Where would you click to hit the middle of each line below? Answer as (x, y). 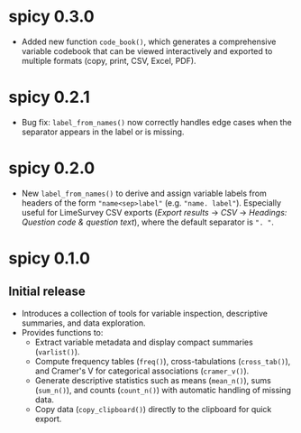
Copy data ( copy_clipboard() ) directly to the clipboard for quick (153, 409)
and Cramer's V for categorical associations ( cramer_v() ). (142, 371)
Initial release (47, 292)
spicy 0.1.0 (50, 258)
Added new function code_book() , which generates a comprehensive (149, 41)
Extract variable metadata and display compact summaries (144, 342)
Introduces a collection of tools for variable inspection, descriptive (144, 313)
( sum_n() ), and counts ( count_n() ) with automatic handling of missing (163, 390)
